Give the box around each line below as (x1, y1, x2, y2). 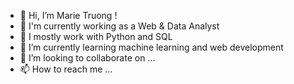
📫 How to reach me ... (19, 63, 113, 75)
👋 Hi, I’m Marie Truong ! (19, 10, 118, 21)
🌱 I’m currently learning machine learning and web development (19, 41, 284, 53)
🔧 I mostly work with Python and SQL (19, 31, 173, 42)
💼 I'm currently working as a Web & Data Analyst (19, 20, 220, 32)
